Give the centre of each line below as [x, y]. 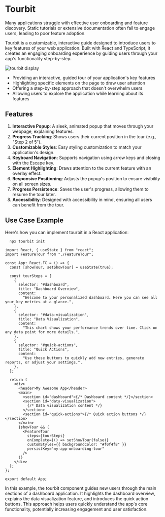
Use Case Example [34, 220]
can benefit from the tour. [38, 205]
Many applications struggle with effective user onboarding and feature [77, 23]
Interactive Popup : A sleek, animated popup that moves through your [83, 126]
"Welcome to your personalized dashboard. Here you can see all [90, 297]
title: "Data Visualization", [49, 319]
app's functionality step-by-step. [38, 58]
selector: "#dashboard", [44, 284]
